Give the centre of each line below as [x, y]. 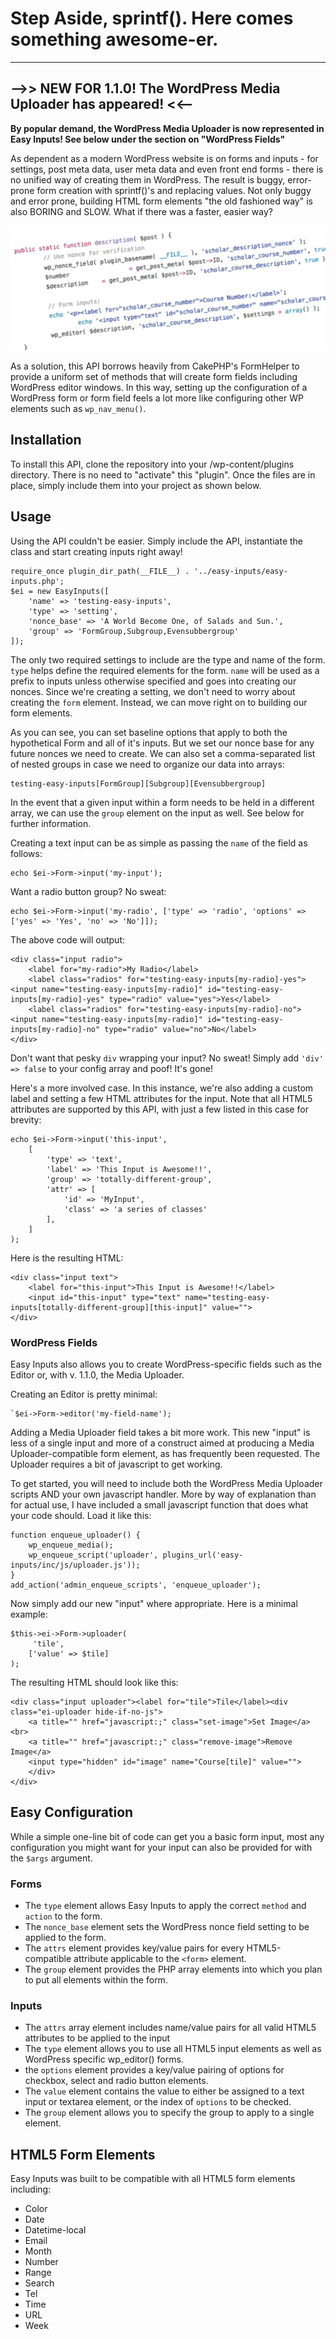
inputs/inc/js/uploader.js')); [75, 1565]
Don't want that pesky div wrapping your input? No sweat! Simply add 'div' [167, 1058]
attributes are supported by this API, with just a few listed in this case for [159, 1109]
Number [41, 2262]
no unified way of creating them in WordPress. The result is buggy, [148, 179]
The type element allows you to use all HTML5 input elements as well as [173, 2049]
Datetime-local [55, 2230]
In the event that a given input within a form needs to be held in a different [162, 802]
